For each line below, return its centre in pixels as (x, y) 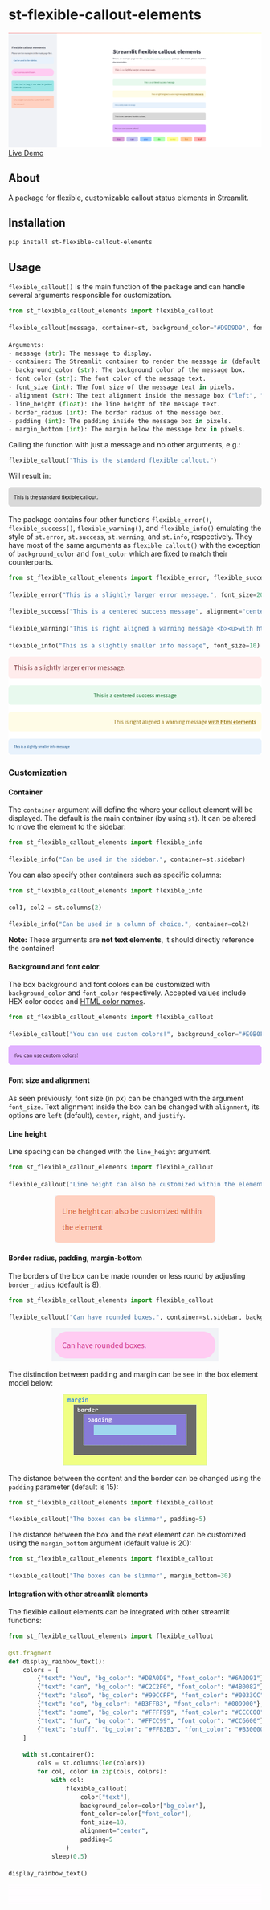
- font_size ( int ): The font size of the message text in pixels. (122, 387)
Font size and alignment (49, 1080)
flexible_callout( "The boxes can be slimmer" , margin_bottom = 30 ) (120, 1576)
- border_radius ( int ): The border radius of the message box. (117, 412)
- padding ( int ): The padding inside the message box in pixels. (120, 421)
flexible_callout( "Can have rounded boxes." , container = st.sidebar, (125, 1317)
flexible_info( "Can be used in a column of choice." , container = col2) (129, 924)
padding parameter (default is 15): (63, 1487)
